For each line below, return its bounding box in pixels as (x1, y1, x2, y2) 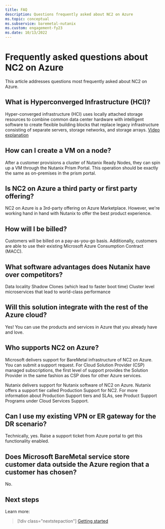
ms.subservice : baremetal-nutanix (5, 21, 76, 26)
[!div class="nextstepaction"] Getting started (17, 518, 108, 524)
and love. (5, 329, 24, 335)
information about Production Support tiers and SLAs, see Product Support (5, 393, 157, 398)
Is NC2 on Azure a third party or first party (5, 184, 137, 193)
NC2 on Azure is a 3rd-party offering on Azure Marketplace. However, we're (5, 205, 160, 211)
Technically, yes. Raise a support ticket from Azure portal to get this (5, 433, 143, 439)
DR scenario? (5, 420, 47, 428)
